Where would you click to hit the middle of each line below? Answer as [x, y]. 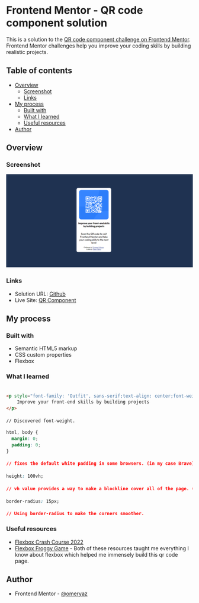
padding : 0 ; [26, 445]
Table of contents [39, 71]
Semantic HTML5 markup [46, 348]
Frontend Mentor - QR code [75, 10]
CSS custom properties [43, 355]
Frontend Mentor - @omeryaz [51, 594]
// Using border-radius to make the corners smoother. [75, 514]
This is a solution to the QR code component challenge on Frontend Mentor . [98, 39]
